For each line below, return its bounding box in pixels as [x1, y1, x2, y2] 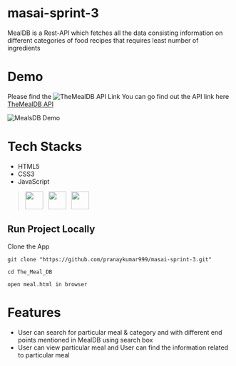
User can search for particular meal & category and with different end [17, 328, 222, 336]
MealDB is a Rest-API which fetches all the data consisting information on [7, 28, 223, 37]
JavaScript [17, 177, 50, 186]
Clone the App [7, 242, 50, 251]
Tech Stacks [7, 139, 83, 155]
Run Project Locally [7, 223, 96, 236]
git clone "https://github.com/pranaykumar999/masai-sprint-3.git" [7, 256, 212, 263]
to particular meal [17, 350, 70, 359]
